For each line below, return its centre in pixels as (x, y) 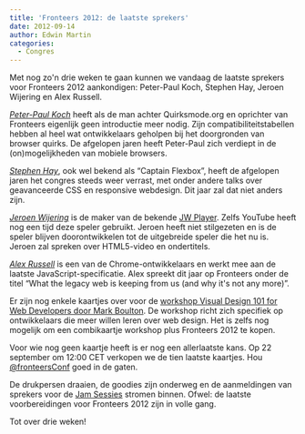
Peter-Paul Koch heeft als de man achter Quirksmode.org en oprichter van (149, 115)
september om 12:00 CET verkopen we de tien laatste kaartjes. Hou (136, 358)
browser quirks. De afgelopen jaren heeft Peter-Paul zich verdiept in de (143, 144)
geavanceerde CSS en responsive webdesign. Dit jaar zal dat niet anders (146, 190)
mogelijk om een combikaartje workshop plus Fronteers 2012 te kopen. (142, 330)
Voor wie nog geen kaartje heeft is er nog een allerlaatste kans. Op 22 (141, 348)
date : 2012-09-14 (42, 26)
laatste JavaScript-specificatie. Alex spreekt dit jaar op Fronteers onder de (149, 274)
